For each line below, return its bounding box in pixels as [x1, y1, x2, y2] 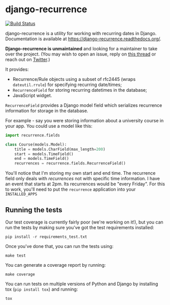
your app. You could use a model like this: [5, 123, 93, 129]
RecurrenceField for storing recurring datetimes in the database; [12, 87, 147, 93]
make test [5, 253, 26, 258]
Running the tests [5, 205, 62, 214]
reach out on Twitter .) [5, 56, 50, 62]
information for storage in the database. [5, 107, 89, 114]
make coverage [5, 272, 36, 277]
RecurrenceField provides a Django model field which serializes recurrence [5, 102, 162, 108]
